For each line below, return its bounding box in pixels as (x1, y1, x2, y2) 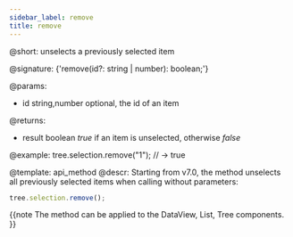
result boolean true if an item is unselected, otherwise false (21, 132, 241, 143)
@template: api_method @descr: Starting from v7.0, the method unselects (9, 167, 281, 177)
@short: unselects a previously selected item (9, 45, 175, 56)
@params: (9, 80, 47, 91)
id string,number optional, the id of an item (21, 97, 180, 108)
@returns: (9, 115, 46, 126)
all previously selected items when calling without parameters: (9, 176, 239, 187)
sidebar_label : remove (9, 12, 94, 22)
